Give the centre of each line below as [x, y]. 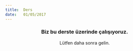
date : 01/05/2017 [26, 14]
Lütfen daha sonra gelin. [85, 42]
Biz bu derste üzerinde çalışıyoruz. [85, 32]
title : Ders [19, 10]
